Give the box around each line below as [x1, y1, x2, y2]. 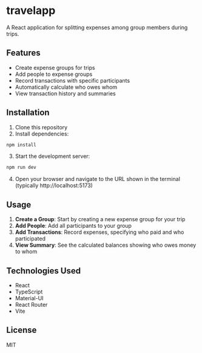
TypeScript [15, 288, 43, 295]
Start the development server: [15, 153, 90, 160]
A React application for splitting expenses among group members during [6, 24, 188, 31]
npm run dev [6, 165, 36, 171]
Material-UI [15, 294, 44, 301]
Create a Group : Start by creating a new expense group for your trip [15, 216, 186, 223]
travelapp [6, 4, 56, 18]
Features [6, 48, 41, 58]
